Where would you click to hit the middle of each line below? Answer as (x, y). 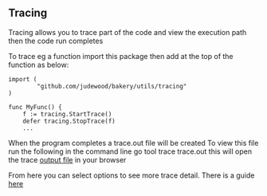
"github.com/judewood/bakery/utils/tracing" (112, 86)
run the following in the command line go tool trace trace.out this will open (130, 151)
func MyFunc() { (35, 107)
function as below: (39, 65)
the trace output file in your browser (67, 159)
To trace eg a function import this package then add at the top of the (121, 56)
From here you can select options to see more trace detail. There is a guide (132, 175)
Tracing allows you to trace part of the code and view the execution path (128, 32)
